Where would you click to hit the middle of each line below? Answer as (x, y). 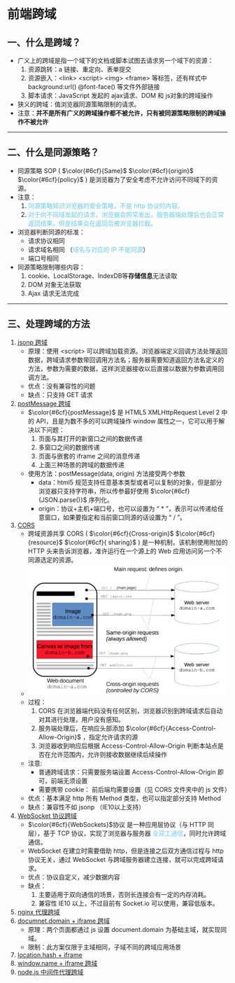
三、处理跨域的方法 (49, 324)
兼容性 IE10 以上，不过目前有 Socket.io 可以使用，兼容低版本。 (128, 903)
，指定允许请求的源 (111, 737)
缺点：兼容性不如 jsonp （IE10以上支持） (86, 807)
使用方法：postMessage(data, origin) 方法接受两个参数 (107, 473)
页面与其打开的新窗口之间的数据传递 (91, 438)
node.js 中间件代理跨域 (50, 972)
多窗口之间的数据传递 (69, 447)
